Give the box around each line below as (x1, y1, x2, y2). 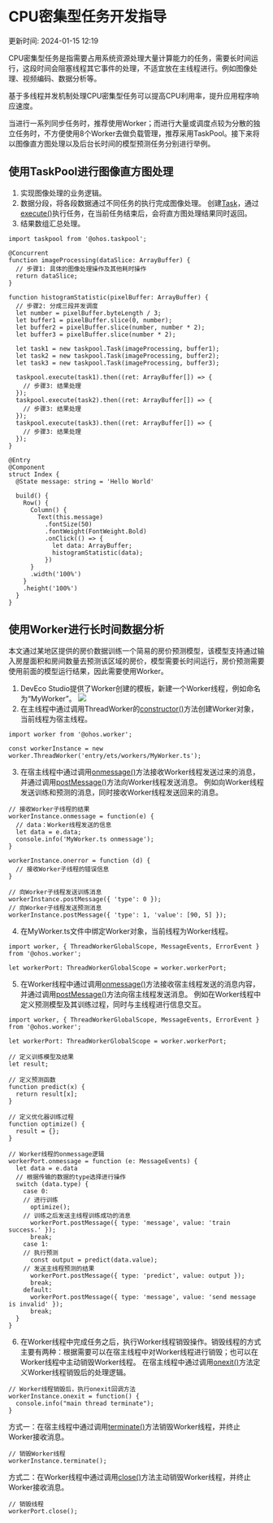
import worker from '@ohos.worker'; (8, 730, 132, 738)
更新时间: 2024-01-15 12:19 (8, 36, 99, 46)
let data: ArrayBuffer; (51, 541, 132, 549)
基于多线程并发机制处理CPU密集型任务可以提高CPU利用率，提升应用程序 (8, 90, 253, 100)
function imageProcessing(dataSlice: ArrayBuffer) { (8, 256, 191, 265)
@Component (8, 463, 45, 471)
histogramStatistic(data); (51, 549, 144, 557)
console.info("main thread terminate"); (15, 1399, 154, 1407)
